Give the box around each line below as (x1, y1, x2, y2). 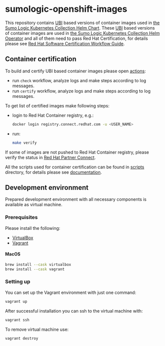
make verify (12, 140, 37, 145)
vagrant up (5, 299, 27, 304)
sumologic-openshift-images (5, 3, 128, 15)
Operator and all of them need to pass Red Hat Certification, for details (5, 35, 148, 41)
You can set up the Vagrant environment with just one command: (5, 289, 137, 295)
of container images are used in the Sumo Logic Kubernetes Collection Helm (5, 30, 160, 36)
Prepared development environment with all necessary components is (5, 196, 147, 202)
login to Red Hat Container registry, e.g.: (12, 112, 94, 118)
